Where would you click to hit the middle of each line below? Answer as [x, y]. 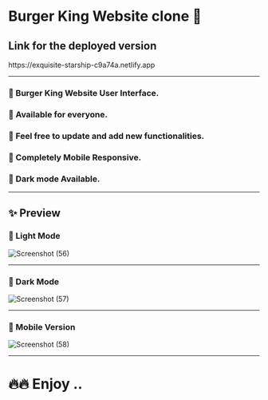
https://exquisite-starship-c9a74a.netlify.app [82, 65]
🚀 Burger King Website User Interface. [84, 93]
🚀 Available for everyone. [58, 114]
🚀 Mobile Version [42, 327]
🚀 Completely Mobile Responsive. [75, 157]
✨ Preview [35, 214]
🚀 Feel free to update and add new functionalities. [106, 136]
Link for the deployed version [83, 46]
